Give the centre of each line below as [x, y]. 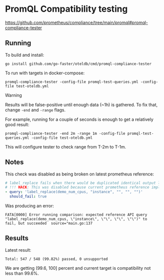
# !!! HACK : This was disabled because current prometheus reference [77, 187]
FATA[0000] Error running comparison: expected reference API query [76, 215]
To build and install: [25, 55]
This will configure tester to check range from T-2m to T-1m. [66, 147]
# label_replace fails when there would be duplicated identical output [81, 183]
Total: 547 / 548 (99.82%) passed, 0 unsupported [57, 259]
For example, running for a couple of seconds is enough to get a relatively [79, 119]
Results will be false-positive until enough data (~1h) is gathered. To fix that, [81, 105]
